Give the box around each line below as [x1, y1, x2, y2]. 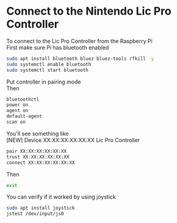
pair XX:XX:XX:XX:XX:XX [6, 148, 67, 154]
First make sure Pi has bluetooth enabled [6, 44, 109, 51]
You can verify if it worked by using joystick [6, 193, 116, 200]
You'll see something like [6, 130, 69, 137]
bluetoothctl [6, 96, 40, 102]
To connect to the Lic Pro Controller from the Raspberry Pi [6, 37, 153, 44]
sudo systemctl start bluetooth [6, 67, 88, 73]
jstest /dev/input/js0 [6, 211, 64, 217]
